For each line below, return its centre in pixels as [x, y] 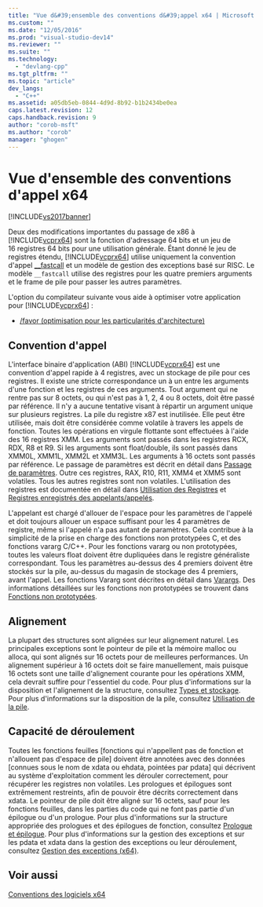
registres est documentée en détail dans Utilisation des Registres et [117, 490]
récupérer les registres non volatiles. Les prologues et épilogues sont [120, 784]
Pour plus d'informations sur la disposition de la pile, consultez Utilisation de [131, 699]
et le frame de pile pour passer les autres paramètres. [95, 282]
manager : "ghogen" [38, 139]
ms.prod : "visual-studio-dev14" [61, 37]
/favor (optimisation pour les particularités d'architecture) [112, 321]
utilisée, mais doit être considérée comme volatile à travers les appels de [126, 423]
